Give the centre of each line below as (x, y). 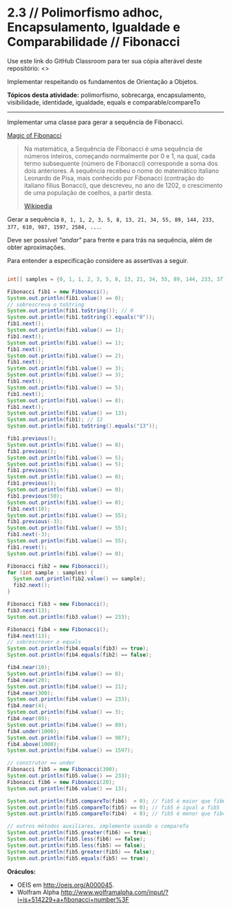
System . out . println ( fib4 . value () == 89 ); (67, 725)
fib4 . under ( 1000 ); (33, 731)
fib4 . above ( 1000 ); (33, 744)
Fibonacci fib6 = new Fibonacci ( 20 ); (61, 782)
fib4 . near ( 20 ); (29, 680)
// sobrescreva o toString (46, 304)
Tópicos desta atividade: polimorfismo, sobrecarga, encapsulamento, (107, 95)
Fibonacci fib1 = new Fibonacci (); (58, 292)
